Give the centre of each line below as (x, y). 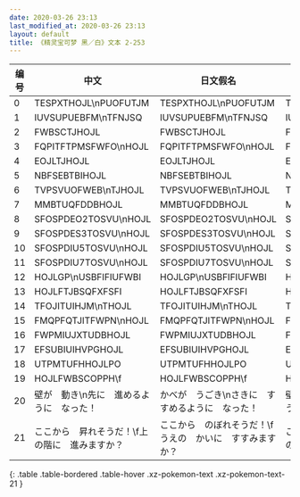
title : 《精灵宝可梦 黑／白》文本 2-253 (77, 42)
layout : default (39, 34)
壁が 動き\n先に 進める (87, 395)
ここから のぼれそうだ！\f (217, 425)
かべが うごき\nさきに (209, 395)
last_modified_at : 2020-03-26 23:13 (77, 26)
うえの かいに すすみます (218, 438)
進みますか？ (97, 445)
